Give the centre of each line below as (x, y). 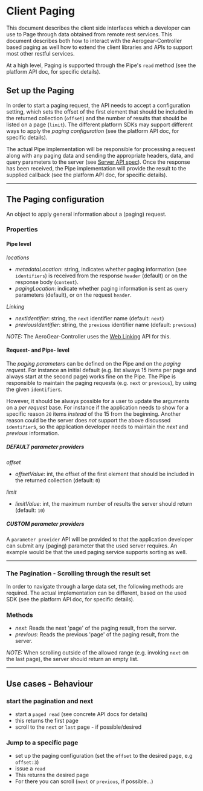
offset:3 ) (27, 762)
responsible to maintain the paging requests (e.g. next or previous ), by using (101, 383)
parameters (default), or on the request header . (73, 295)
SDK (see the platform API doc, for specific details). (70, 599)
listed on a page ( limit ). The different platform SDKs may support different (100, 124)
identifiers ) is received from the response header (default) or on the (101, 276)
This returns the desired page (52, 775)
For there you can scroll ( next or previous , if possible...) (84, 781)
